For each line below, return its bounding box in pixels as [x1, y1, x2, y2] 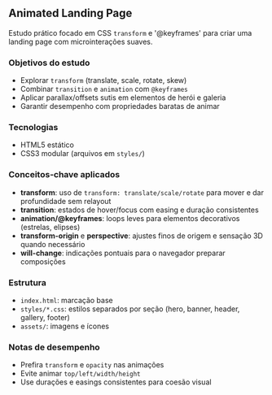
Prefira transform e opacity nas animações [20, 360, 165, 370]
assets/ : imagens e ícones [20, 321, 110, 331]
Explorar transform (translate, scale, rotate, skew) [20, 76, 187, 85]
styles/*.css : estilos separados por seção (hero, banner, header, [20, 304, 240, 314]
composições [20, 256, 67, 267]
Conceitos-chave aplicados [8, 169, 121, 180]
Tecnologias [8, 122, 59, 133]
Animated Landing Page [8, 7, 133, 20]
